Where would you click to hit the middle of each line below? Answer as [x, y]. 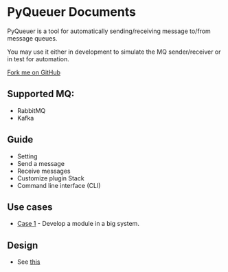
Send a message [41, 163]
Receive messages [44, 171]
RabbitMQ [31, 110]
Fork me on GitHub [34, 72]
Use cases [30, 207]
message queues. [32, 38]
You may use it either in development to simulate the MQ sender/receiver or [114, 52]
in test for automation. [38, 59]
